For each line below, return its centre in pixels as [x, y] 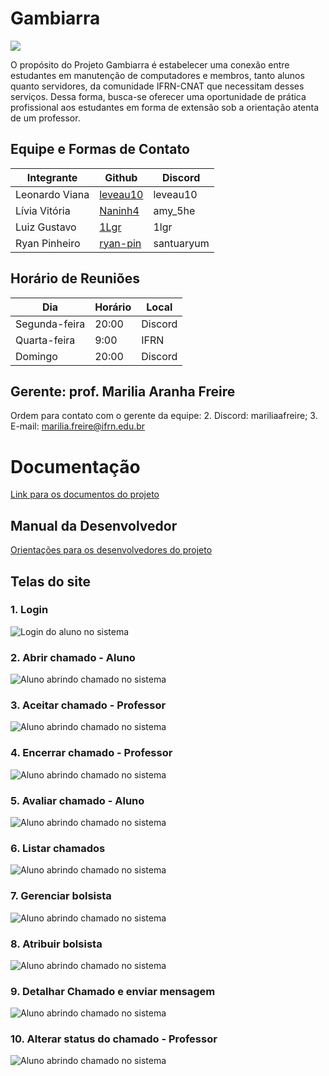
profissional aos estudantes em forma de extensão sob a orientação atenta [165, 107]
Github [121, 177]
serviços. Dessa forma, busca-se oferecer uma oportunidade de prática [158, 96]
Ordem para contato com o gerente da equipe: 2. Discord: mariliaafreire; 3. [164, 416]
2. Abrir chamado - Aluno [73, 657]
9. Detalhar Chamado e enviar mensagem [113, 991]
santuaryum [181, 243]
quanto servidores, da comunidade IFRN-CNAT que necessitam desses [157, 86]
